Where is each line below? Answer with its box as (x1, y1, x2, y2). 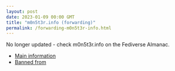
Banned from (14, 59, 46, 66)
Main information (14, 52, 56, 59)
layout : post (6, 8, 38, 15)
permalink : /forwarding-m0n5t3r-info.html (6, 25, 112, 31)
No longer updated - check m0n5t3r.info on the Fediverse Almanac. (6, 41, 170, 48)
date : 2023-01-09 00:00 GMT (6, 14, 75, 20)
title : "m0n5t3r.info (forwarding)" (6, 19, 96, 25)
